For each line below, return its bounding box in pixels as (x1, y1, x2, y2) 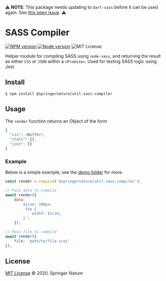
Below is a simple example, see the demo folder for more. (5, 169, 124, 175)
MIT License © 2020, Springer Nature (5, 270, 83, 276)
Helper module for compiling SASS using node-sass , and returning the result (5, 53, 161, 59)
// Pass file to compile (5, 229, 57, 235)
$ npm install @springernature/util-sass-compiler (5, 91, 113, 96)
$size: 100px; (23, 202, 52, 207)
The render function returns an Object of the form (5, 118, 107, 124)
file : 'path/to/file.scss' (14, 239, 70, 244)
